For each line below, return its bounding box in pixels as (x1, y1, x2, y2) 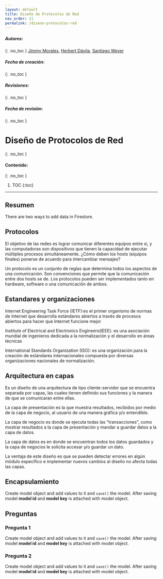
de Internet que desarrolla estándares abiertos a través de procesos (5, 313, 141, 319)
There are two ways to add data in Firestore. (5, 214, 94, 220)
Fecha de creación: (5, 59, 45, 65)
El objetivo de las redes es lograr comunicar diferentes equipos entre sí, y (5, 241, 152, 247)
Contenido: (5, 162, 28, 168)
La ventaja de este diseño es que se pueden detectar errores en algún (5, 453, 146, 459)
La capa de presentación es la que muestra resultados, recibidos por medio (5, 404, 156, 410)
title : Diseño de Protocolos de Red (5, 12, 79, 17)
